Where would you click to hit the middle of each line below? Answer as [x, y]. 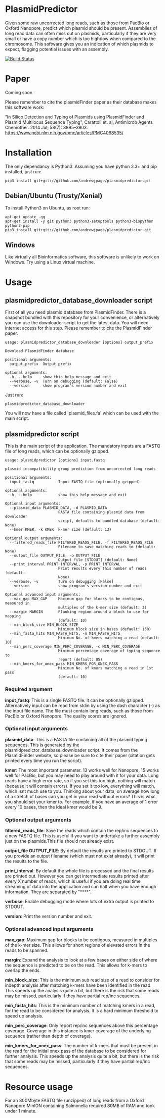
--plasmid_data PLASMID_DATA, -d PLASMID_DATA [58, 508]
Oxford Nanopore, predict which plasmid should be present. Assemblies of [81, 28]
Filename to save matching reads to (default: [107, 547]
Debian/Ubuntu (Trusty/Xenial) [54, 196]
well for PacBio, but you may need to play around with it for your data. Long [82, 775]
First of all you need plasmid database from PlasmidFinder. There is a [76, 312]
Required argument [29, 689]
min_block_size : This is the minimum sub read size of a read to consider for [82, 980]
